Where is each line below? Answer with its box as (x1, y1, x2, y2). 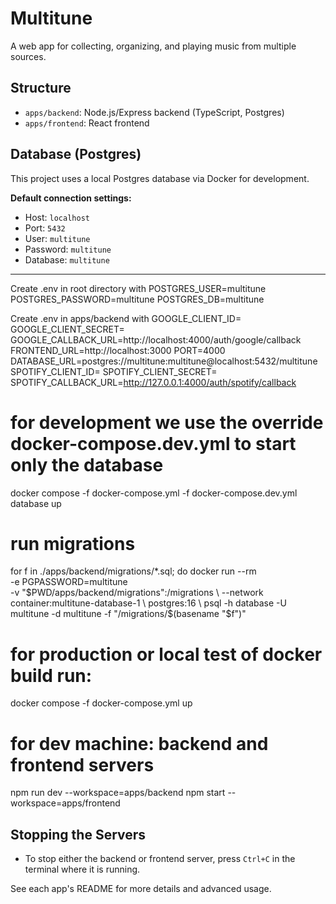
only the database (10, 453, 164, 476)
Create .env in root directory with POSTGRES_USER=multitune (10, 282, 267, 294)
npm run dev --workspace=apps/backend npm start (10, 787, 226, 799)
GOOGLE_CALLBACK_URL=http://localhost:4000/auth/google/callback (10, 333, 302, 346)
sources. (10, 50, 47, 62)
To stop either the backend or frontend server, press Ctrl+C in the (24, 853, 296, 865)
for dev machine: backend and (10, 732, 269, 755)
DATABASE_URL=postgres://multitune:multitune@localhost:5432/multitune (10, 355, 318, 367)
